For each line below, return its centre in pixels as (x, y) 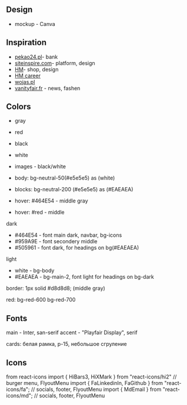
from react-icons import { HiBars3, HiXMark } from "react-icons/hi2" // (91, 377)
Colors (19, 107)
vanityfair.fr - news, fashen (47, 88)
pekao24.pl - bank (36, 57)
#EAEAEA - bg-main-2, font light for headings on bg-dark (84, 277)
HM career (28, 76)
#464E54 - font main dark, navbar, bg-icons (68, 235)
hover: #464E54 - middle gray (51, 201)
